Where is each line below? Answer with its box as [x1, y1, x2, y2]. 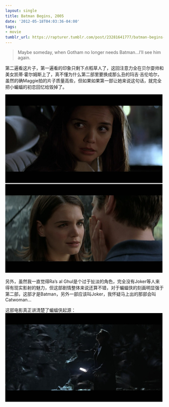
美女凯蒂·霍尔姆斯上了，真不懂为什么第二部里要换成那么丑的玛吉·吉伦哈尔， [5, 71, 162, 77]
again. [17, 55, 31, 61]
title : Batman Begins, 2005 [5, 13, 64, 19]
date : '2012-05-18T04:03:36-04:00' [5, 19, 80, 24]
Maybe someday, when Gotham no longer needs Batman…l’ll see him [17, 49, 161, 55]
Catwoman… [5, 297, 32, 302]
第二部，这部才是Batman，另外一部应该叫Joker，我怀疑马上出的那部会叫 [5, 291, 156, 297]
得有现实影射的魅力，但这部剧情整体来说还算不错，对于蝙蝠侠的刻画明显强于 [5, 285, 164, 290]
